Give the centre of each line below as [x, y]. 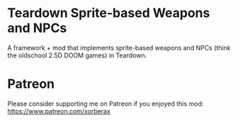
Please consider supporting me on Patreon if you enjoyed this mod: [106, 104]
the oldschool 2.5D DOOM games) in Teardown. [77, 55]
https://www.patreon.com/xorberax [59, 111]
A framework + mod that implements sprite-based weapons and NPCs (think [119, 48]
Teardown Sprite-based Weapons [109, 13]
